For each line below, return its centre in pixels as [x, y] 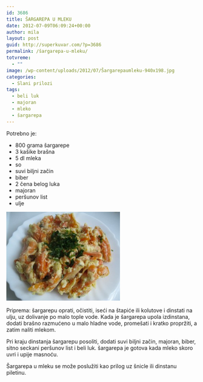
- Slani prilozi [32, 83]
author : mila [23, 32]
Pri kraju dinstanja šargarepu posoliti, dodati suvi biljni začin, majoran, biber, [101, 341]
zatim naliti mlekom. [31, 329]
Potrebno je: [22, 133]
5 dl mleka [28, 158]
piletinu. [16, 372]
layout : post [23, 39]
